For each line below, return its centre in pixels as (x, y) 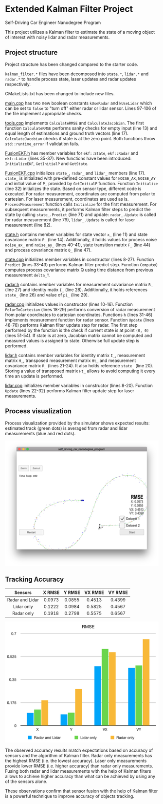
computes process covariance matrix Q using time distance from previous (79, 270)
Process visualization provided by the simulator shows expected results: (77, 423)
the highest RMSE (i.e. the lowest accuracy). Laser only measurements (76, 761)
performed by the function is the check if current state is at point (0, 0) (77, 330)
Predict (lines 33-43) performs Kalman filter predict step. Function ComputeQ (81, 264)
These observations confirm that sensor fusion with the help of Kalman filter (81, 791)
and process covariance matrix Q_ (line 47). (48, 250)
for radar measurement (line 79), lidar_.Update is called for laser (70, 220)
